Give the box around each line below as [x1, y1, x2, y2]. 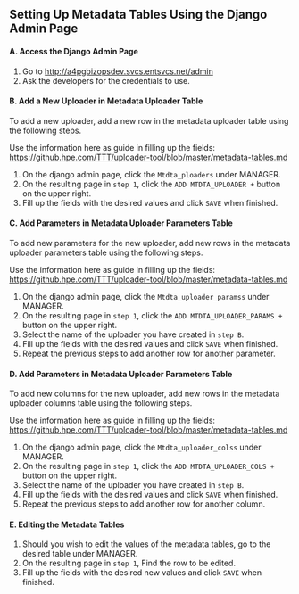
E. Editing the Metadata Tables [9, 519, 125, 530]
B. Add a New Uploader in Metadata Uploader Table [9, 95, 203, 106]
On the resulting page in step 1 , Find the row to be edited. [21, 557, 237, 569]
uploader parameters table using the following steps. [9, 247, 203, 258]
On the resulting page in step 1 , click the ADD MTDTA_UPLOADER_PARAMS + [21, 310, 283, 320]
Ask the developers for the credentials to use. [21, 75, 190, 86]
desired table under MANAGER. [21, 549, 138, 559]
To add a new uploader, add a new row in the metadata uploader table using [9, 115, 289, 126]
